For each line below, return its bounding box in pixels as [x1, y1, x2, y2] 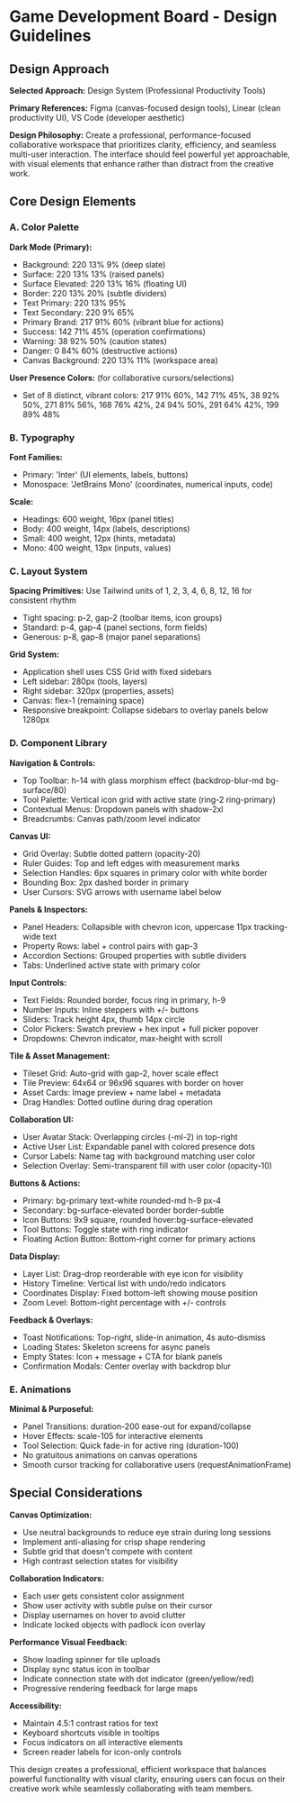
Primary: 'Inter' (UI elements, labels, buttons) [22, 469, 189, 479]
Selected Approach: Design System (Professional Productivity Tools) [9, 86, 267, 96]
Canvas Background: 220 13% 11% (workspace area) [22, 354, 218, 366]
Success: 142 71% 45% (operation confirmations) [22, 326, 207, 337]
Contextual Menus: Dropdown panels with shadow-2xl [22, 804, 224, 815]
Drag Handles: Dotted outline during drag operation [22, 1097, 213, 1107]
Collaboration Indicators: [9, 1572, 105, 1583]
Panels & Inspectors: [9, 904, 88, 915]
